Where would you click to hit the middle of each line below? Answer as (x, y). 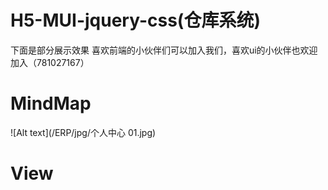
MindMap (51, 103)
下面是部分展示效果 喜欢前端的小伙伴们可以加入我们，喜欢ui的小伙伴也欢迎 (164, 50)
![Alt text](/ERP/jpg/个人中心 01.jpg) (83, 132)
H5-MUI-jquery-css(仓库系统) (135, 20)
